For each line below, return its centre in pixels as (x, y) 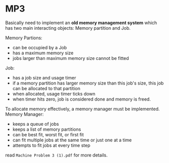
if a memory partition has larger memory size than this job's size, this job (88, 83)
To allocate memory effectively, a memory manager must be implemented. (82, 109)
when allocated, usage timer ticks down (54, 94)
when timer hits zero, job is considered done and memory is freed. (82, 99)
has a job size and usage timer (44, 77)
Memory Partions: (24, 38)
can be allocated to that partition (46, 88)
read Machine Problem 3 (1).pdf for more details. (57, 155)
